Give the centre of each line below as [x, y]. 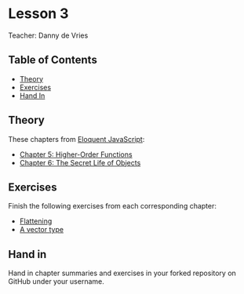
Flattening [36, 221]
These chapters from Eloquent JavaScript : [76, 139]
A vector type [42, 230]
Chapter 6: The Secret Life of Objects [80, 162]
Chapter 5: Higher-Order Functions [76, 154]
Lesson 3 [38, 14]
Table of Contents [53, 60]
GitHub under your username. [56, 281]
